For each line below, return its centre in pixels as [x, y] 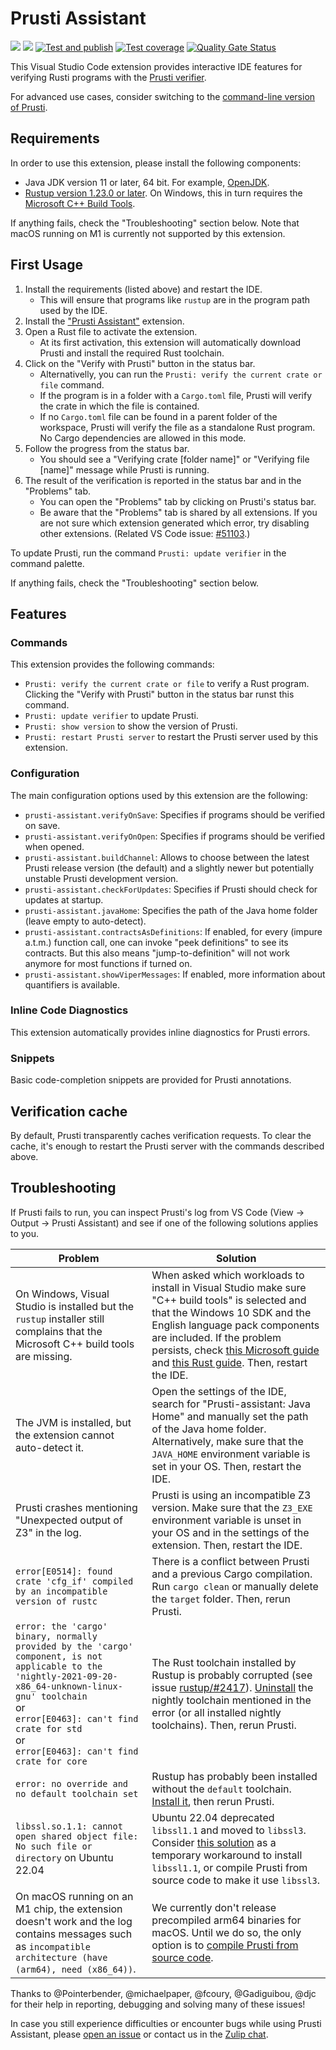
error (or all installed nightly [216, 1712]
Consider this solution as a [214, 1842]
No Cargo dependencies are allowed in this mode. [143, 438]
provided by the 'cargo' [74, 1646]
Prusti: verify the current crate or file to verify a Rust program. [167, 684]
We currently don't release [214, 1907]
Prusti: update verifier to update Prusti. [111, 716]
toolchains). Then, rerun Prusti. [224, 1725]
